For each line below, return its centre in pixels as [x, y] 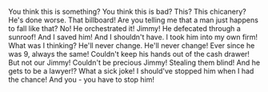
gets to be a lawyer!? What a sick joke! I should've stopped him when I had [131, 71]
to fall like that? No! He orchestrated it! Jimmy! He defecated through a [125, 28]
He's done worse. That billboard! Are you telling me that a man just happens [133, 20]
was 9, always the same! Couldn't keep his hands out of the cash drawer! [129, 54]
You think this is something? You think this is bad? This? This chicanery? [127, 12]
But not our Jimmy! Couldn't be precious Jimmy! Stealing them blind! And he [134, 62]
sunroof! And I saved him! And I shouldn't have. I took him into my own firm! [133, 37]
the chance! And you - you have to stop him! [81, 80]
